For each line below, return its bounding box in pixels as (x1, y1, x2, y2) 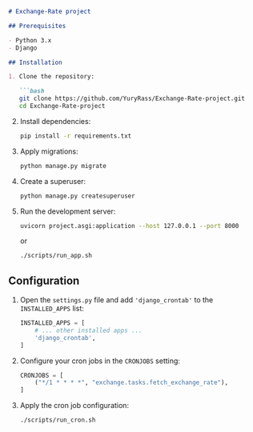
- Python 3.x (8, 36, 52, 44)
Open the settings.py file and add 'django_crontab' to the (19, 295, 214, 305)
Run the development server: (19, 206, 116, 216)
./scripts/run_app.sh (19, 252, 92, 260)
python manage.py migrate (19, 162, 106, 170)
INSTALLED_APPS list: (19, 304, 84, 314)
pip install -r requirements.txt (19, 132, 132, 140)
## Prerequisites (8, 22, 66, 30)
